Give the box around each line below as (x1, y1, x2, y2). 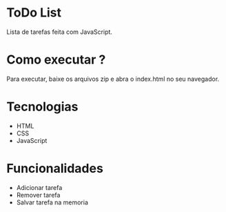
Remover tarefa (16, 191, 61, 199)
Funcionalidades (6, 161, 104, 176)
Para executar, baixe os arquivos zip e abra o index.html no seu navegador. (6, 75, 220, 83)
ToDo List (6, 5, 62, 21)
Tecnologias (6, 99, 79, 115)
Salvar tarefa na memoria (16, 198, 89, 206)
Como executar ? (6, 52, 106, 68)
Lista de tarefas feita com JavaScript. (6, 28, 113, 36)
